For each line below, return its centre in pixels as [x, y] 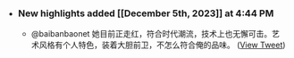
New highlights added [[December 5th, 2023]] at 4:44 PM [146, 13]
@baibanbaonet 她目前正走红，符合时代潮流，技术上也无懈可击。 [151, 34]
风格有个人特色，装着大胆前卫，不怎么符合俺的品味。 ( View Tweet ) [162, 45]
